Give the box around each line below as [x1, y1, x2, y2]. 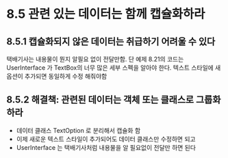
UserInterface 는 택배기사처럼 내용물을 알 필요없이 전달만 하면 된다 [16, 143, 197, 151]
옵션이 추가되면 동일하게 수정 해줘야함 [6, 73, 107, 80]
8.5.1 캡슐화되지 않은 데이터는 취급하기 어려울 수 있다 [6, 36, 216, 47]
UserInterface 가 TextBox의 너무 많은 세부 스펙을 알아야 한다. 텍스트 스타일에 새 [6, 64, 221, 72]
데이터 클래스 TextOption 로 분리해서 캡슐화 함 [16, 126, 141, 134]
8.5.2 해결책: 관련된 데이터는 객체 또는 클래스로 [6, 94, 194, 106]
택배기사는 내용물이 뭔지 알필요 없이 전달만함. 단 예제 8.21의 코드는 [6, 55, 184, 63]
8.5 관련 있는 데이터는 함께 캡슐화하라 [6, 6, 205, 22]
